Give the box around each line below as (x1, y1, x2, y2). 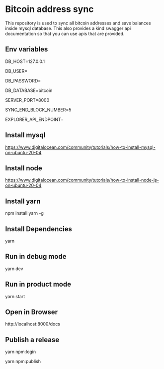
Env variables (5, 45, 48, 53)
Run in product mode (5, 280, 71, 289)
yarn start (5, 293, 25, 299)
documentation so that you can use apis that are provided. (5, 30, 125, 36)
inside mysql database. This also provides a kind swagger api (5, 25, 131, 31)
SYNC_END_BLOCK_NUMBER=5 (5, 106, 72, 113)
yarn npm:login (5, 349, 36, 355)
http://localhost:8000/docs (5, 321, 61, 327)
